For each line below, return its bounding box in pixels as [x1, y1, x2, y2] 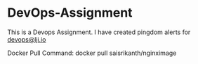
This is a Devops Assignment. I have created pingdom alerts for [7, 28, 191, 36]
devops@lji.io [7, 35, 46, 43]
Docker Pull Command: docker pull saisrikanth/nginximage [7, 49, 177, 57]
